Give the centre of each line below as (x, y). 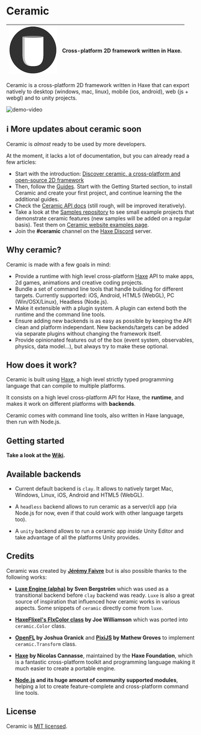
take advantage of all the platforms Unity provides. (77, 537)
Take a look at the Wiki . (36, 455)
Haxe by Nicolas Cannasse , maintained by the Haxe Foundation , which (104, 655)
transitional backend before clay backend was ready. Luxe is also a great (105, 595)
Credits (20, 556)
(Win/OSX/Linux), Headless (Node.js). (62, 301)
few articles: (22, 162)
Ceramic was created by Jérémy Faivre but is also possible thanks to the (97, 570)
